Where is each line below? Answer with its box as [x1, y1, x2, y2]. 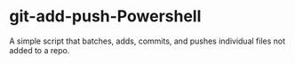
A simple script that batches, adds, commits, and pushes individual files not [9, 36, 286, 46]
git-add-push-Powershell [9, 6, 202, 27]
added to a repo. [9, 44, 70, 55]
